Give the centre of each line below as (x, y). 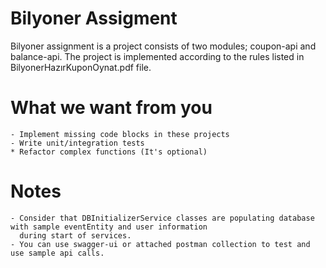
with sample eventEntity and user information (109, 227)
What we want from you (111, 108)
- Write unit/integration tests (77, 143)
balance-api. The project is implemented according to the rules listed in (157, 56)
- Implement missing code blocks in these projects (120, 134)
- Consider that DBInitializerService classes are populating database (162, 218)
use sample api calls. (57, 253)
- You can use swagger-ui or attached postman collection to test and (160, 244)
